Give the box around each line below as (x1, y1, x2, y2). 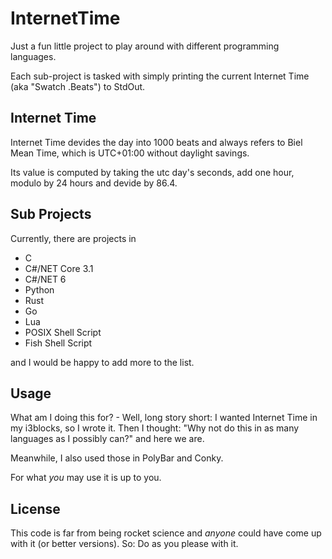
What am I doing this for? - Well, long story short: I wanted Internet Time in (10, 412, 318, 424)
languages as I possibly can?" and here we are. (10, 433, 205, 445)
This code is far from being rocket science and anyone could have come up (10, 527, 322, 539)
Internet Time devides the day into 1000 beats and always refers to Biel (10, 136, 303, 148)
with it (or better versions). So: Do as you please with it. (10, 538, 239, 550)
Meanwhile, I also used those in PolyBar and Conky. (10, 452, 224, 464)
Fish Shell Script (24, 337, 93, 349)
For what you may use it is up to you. (10, 472, 162, 484)
